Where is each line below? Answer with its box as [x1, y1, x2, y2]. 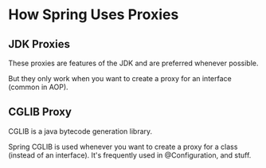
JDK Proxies [8, 37, 70, 51]
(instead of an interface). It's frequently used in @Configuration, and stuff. [8, 150, 252, 160]
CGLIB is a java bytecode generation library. [8, 126, 153, 136]
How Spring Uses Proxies [8, 6, 179, 24]
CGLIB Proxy [8, 105, 72, 119]
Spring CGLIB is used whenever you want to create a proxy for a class [8, 142, 238, 151]
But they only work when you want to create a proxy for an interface [8, 74, 233, 83]
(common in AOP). [8, 82, 69, 92]
